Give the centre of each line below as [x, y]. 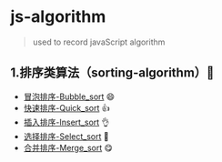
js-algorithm [58, 17]
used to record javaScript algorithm [99, 42]
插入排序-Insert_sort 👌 [66, 122]
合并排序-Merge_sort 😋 [68, 147]
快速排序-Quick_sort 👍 [66, 107]
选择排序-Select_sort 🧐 [66, 136]
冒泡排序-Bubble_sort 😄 [69, 96]
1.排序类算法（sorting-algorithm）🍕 [112, 73]
